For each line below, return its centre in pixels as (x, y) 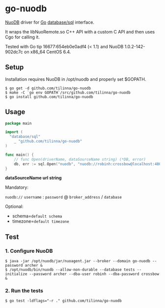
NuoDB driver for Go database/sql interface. (50, 22)
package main (18, 123)
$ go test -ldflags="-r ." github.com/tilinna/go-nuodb (63, 301)
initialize (16, 274)
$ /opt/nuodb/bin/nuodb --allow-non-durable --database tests (70, 270)
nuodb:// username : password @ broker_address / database (63, 197)
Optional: (14, 206)
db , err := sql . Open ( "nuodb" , (45, 164)
